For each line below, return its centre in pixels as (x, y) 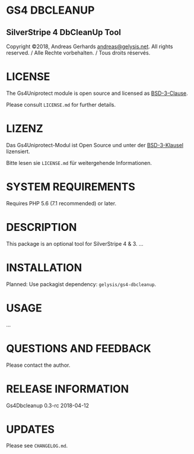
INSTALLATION (44, 267)
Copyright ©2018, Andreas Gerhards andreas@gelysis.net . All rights (90, 46)
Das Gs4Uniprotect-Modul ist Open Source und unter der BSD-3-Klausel (95, 145)
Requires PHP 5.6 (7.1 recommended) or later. (61, 203)
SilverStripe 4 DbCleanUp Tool (64, 32)
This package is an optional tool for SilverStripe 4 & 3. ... (75, 243)
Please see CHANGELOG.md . (37, 446)
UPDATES (31, 429)
